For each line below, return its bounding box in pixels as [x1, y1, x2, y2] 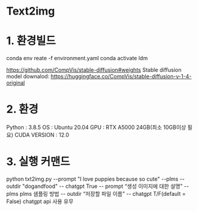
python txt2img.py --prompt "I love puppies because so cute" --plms [6, 175, 179, 182]
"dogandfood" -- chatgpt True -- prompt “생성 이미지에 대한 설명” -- [22, 182, 190, 190]
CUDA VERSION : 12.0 [14, 131, 70, 139]
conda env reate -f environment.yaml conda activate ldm [6, 55, 148, 62]
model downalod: [6, 73, 50, 80]
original [6, 79, 25, 86]
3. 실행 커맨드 [6, 155, 71, 168]
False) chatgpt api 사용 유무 [6, 198, 74, 205]
